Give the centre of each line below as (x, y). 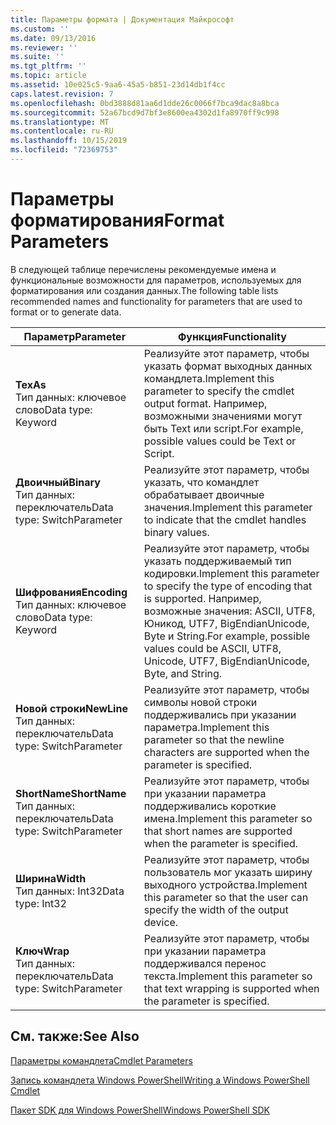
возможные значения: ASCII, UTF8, (229, 611)
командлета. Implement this (209, 378)
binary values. (176, 532)
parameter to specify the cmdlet (219, 391)
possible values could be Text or (220, 441)
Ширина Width (51, 878)
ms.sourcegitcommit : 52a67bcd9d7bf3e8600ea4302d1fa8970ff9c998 (145, 112)
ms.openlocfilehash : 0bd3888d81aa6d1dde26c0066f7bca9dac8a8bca (145, 103)
